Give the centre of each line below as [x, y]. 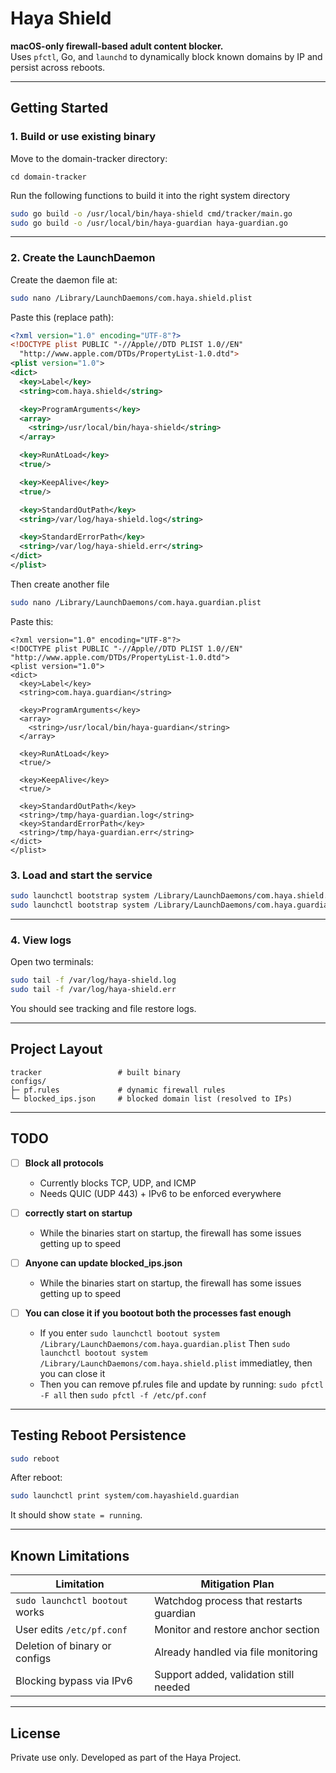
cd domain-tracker [48, 177]
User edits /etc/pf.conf [71, 1630]
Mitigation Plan [237, 1584]
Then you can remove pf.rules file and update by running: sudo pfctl [181, 1384]
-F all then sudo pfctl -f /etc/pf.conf [123, 1394]
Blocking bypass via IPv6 [74, 1681]
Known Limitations [70, 1555]
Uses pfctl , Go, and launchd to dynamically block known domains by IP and [166, 56]
